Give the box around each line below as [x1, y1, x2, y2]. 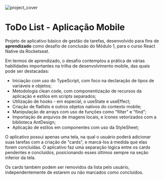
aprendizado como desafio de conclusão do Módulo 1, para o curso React [5, 43, 156, 49]
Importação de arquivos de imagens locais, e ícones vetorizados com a [12, 114, 157, 120]
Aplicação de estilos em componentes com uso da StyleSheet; [12, 124, 139, 130]
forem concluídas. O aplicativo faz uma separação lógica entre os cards [5, 144, 151, 150]
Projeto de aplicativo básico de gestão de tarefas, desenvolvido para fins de [5, 38, 159, 44]
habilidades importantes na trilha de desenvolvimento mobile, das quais [5, 63, 150, 68]
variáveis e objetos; [12, 83, 52, 89]
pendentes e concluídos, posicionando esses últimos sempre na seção [5, 149, 149, 155]
